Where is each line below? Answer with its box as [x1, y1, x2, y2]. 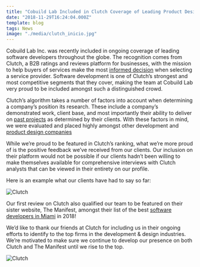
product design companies [6, 129, 73, 136]
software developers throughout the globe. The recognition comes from [6, 54, 183, 61]
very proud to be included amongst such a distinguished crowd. [6, 85, 163, 92]
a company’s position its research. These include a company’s [6, 103, 159, 110]
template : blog [6, 20, 44, 26]
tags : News [6, 25, 33, 32]
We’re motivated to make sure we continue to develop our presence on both [6, 237, 192, 244]
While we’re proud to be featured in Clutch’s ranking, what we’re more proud [6, 140, 193, 147]
